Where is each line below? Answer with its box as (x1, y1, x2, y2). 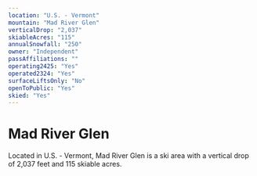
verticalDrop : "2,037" (8, 26, 82, 34)
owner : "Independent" (8, 48, 79, 56)
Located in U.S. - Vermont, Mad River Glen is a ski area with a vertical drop (8, 151, 249, 160)
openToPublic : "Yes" (8, 84, 76, 92)
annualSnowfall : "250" (8, 41, 82, 48)
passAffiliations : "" (8, 56, 79, 63)
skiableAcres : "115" (8, 33, 76, 41)
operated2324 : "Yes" (8, 70, 76, 77)
